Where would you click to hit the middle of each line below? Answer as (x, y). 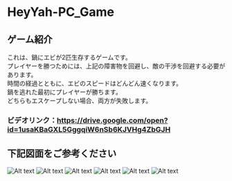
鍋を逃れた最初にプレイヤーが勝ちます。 (65, 92)
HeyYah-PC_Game (61, 12)
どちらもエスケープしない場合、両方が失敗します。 (80, 101)
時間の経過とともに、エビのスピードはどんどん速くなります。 (93, 83)
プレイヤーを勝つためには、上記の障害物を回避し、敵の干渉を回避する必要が (116, 66)
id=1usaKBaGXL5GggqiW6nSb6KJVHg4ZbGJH (89, 129)
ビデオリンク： (32, 120)
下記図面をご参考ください (62, 154)
